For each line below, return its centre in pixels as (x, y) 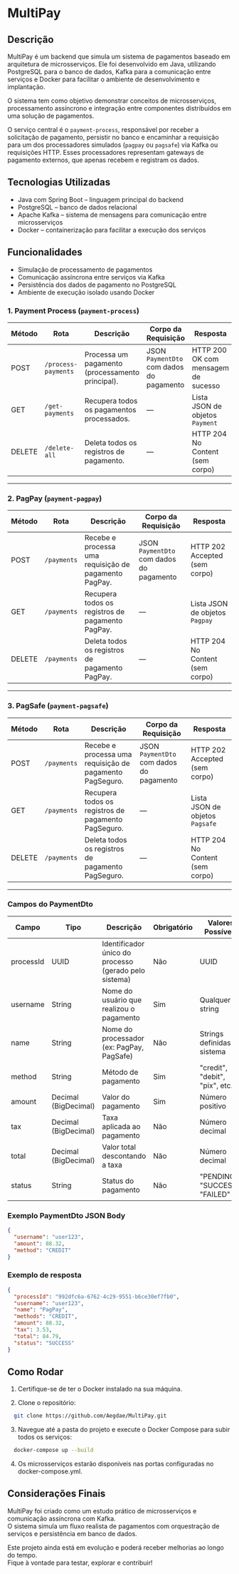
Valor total (119, 1147)
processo (118, 961)
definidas (215, 1043)
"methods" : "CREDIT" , (46, 1317)
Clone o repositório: (47, 1403)
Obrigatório (173, 927)
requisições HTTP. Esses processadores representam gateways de (106, 152)
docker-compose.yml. (50, 1471)
